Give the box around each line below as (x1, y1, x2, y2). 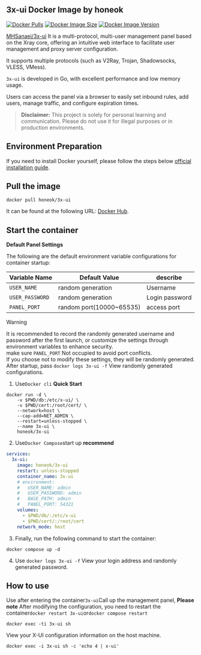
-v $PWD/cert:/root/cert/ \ (17, 403, 87, 409)
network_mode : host (17, 524, 66, 530)
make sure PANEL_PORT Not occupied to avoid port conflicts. (6, 349, 152, 357)
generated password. (14, 563, 68, 571)
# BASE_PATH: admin (17, 496, 71, 502)
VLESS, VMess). (6, 63, 47, 70)
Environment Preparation (6, 141, 102, 152)
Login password (146, 293, 192, 302)
